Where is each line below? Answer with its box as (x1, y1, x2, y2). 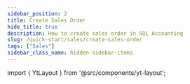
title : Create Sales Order (7, 17, 86, 24)
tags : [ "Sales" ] (7, 43, 55, 50)
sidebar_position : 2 (7, 10, 68, 17)
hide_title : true (7, 23, 58, 30)
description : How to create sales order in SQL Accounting (7, 29, 184, 37)
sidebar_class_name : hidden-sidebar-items (7, 50, 133, 57)
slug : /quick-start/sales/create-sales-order (7, 36, 142, 43)
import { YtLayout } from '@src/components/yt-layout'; (7, 68, 166, 77)
